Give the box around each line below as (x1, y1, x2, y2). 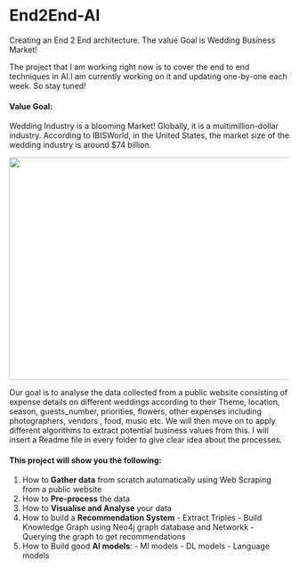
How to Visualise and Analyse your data (21, 503, 172, 514)
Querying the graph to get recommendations (21, 531, 187, 542)
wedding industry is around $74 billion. (9, 140, 152, 150)
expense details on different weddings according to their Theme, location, (9, 397, 280, 408)
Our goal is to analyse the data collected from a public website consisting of (9, 387, 288, 398)
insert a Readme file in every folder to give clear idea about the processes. (9, 434, 283, 445)
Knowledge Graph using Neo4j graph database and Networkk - (21, 522, 255, 532)
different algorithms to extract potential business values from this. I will (9, 425, 270, 436)
